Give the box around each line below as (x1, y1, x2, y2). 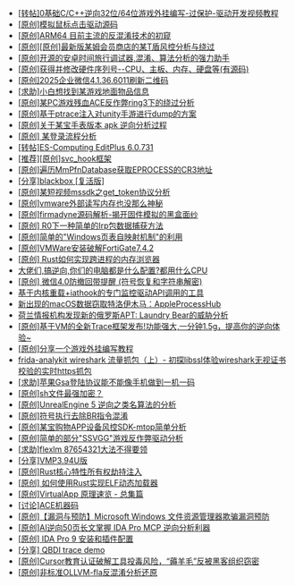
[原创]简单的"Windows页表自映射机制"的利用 (17, 232, 183, 242)
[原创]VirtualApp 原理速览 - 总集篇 (17, 488, 144, 499)
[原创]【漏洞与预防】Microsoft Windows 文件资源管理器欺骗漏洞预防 (17, 511, 270, 522)
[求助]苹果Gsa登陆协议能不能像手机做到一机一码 (17, 377, 195, 387)
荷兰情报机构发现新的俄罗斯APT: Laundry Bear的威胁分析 (17, 310, 229, 320)
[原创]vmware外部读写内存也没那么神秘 (17, 198, 164, 208)
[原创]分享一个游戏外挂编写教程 (17, 344, 134, 353)
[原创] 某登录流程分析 (17, 131, 97, 141)
